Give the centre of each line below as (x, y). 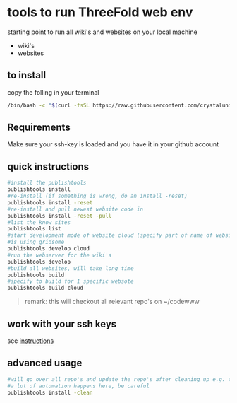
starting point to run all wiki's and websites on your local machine (102, 32)
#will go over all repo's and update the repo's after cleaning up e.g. (116, 379)
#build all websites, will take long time (71, 268)
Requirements (39, 128)
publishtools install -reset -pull (60, 216)
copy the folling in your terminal (53, 92)
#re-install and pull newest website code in (75, 209)
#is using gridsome (36, 242)
